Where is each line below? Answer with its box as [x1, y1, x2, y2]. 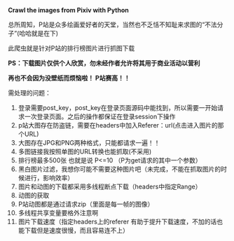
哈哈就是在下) [19, 29, 59, 37]
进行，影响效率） [24, 174, 74, 181]
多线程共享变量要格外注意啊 [18, 209, 99, 216]
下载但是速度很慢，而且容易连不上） [24, 226, 129, 234]
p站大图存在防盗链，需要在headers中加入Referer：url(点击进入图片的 [18, 121, 218, 129]
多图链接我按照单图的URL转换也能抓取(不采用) [18, 147, 152, 156]
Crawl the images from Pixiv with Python [8, 6, 129, 14]
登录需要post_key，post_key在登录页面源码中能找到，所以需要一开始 [18, 104, 218, 111]
